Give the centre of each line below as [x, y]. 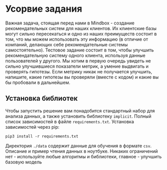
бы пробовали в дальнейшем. [38, 82]
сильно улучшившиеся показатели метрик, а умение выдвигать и [77, 66]
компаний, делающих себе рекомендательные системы [67, 44]
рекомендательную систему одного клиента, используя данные [76, 55]
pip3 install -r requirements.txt [42, 136]
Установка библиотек [41, 98]
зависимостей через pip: [32, 127]
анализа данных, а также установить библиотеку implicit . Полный [78, 116]
